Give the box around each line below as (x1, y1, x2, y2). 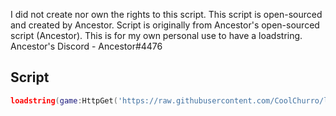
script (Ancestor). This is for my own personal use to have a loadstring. (10, 30, 303, 41)
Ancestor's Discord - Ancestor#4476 (10, 40, 163, 52)
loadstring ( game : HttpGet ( (10, 95, 118, 106)
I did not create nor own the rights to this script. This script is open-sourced (10, 9, 323, 20)
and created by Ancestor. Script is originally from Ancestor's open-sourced (10, 19, 320, 31)
